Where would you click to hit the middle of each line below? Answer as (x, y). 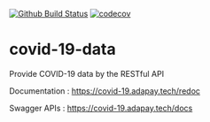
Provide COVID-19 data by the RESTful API (87, 73)
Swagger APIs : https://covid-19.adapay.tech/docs (101, 108)
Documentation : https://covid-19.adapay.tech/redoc (105, 91)
